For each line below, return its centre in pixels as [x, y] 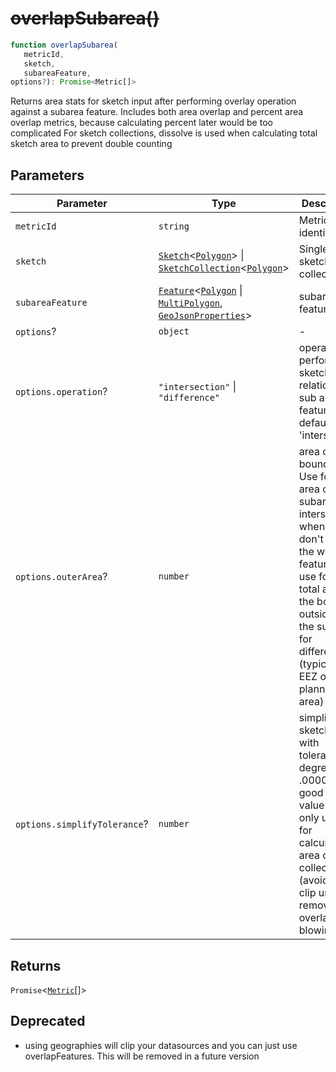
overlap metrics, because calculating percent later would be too [141, 123]
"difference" [189, 398]
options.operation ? [61, 392]
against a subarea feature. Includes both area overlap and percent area [157, 112]
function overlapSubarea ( [64, 45]
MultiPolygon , [190, 303]
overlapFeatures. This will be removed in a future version [142, 1056]
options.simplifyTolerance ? [82, 824]
